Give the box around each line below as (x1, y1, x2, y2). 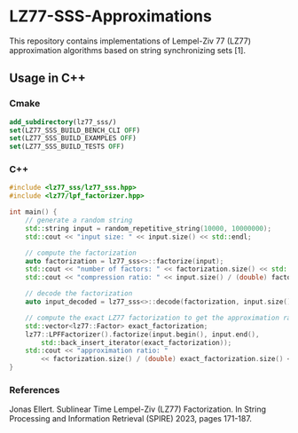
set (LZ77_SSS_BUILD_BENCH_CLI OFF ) (9, 126, 141, 135)
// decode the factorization (25, 289, 133, 298)
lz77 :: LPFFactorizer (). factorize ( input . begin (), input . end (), (25, 330, 260, 339)
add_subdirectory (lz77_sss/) (9, 117, 117, 126)
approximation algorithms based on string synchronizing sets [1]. (9, 44, 247, 55)
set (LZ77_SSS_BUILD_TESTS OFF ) (9, 142, 125, 152)
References (9, 383, 60, 396)
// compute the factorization (25, 248, 137, 257)
